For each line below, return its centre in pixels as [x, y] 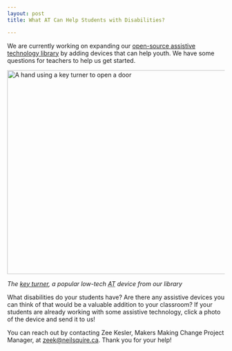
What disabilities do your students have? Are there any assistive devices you [116, 297]
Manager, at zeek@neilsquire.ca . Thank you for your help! [89, 340]
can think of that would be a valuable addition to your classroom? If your [110, 304]
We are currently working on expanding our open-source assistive [101, 46]
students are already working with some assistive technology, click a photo [114, 312]
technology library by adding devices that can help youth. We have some [111, 53]
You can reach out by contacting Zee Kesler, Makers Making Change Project [116, 332]
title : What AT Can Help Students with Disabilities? [86, 20]
